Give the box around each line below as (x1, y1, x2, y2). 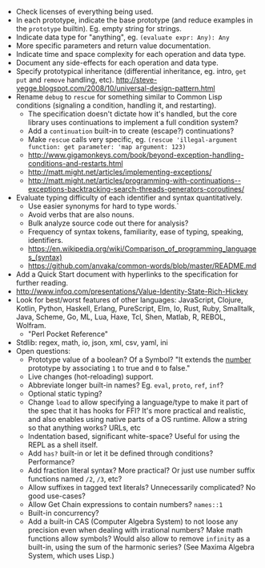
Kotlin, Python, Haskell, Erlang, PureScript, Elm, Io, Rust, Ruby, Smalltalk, (15, 304, 255, 313)
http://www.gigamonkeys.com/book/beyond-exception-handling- (27, 150, 244, 160)
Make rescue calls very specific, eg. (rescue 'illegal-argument (27, 135, 238, 144)
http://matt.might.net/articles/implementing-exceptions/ (27, 168, 212, 176)
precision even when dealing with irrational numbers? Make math (27, 525, 243, 534)
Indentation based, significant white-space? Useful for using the (27, 432, 240, 440)
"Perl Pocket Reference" (27, 329, 109, 339)
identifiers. (27, 236, 64, 245)
